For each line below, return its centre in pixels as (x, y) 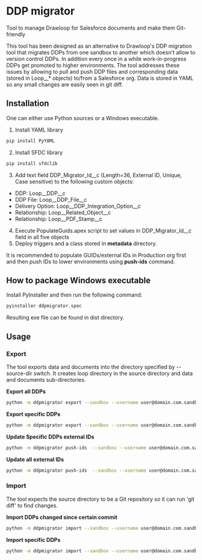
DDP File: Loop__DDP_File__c (51, 199)
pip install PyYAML (31, 141)
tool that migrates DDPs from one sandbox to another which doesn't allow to (101, 52)
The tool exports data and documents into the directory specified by (91, 367)
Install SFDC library (39, 152)
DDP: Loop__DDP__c (40, 193)
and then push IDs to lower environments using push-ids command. (91, 262)
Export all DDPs (26, 391)
